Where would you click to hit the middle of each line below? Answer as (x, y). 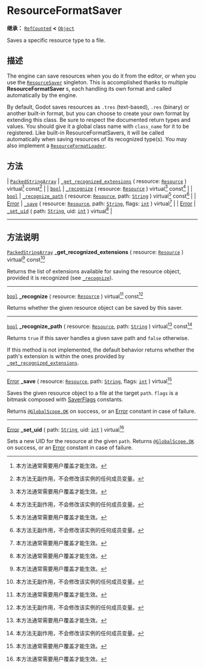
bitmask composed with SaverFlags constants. (65, 399)
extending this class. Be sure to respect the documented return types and (99, 119)
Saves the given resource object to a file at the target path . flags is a (92, 393)
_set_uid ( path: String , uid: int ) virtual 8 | (60, 210)
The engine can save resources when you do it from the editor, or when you (101, 76)
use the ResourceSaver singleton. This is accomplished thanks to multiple (97, 82)
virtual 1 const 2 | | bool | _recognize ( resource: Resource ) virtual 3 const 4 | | (100, 188)
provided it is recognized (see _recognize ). (60, 278)
